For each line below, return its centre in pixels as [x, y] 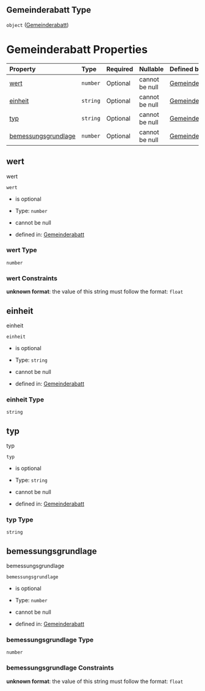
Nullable [152, 69]
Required [120, 69]
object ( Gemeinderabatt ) [38, 24]
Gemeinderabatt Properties [77, 50]
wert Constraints [32, 278]
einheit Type [25, 399]
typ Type [20, 520]
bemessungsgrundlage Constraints [60, 668]
